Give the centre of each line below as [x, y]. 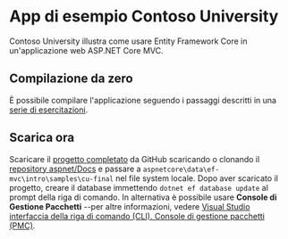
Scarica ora [42, 138]
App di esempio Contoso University [144, 16]
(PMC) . [22, 226]
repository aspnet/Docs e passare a [75, 169]
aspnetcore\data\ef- [181, 169]
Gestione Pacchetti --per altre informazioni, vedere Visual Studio [130, 206]
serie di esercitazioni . [49, 110]
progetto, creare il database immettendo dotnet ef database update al [139, 187]
